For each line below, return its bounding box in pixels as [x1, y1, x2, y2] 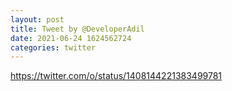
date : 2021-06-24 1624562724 [10, 33, 132, 43]
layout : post [10, 14, 65, 25]
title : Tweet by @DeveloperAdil [10, 24, 145, 34]
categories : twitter [10, 42, 97, 53]
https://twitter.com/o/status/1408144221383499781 [10, 70, 223, 82]
